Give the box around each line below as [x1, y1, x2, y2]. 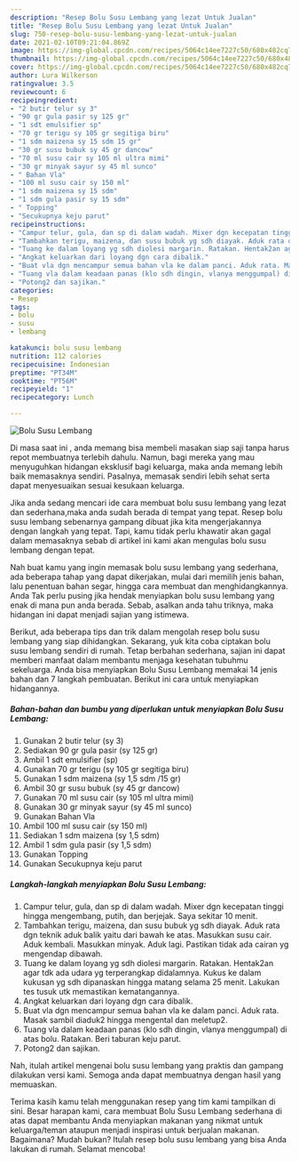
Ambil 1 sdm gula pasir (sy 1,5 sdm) [22, 839, 152, 850]
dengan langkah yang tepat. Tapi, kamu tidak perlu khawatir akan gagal [10, 526, 271, 536]
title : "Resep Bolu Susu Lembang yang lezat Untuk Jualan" [10, 21, 233, 30]
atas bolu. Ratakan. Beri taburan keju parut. [22, 1033, 181, 1044]
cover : [10, 63, 35, 72]
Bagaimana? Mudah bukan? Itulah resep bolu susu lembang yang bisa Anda [10, 1133, 287, 1144]
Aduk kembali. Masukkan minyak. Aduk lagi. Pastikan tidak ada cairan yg [22, 939, 289, 949]
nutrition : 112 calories [10, 351, 102, 360]
